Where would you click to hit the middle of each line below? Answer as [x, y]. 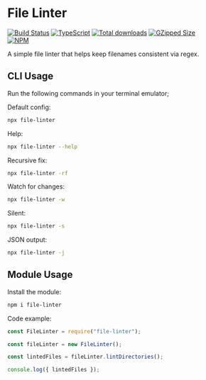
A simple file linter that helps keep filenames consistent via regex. [103, 54]
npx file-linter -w [36, 200]
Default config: [29, 107]
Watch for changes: [36, 186]
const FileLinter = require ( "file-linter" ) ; [74, 331]
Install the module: [34, 291]
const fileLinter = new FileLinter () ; [65, 344]
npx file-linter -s [36, 226]
